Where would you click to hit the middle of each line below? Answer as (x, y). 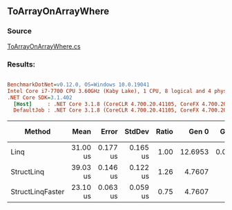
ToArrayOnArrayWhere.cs (44, 46)
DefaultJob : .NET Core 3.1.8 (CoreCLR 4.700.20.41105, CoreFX (106, 110)
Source (20, 31)
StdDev (137, 132)
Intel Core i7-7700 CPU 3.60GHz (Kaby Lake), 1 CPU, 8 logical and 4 (109, 91)
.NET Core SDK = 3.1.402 (40, 97)
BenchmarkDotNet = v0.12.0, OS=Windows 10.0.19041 (78, 85)
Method (38, 132)
